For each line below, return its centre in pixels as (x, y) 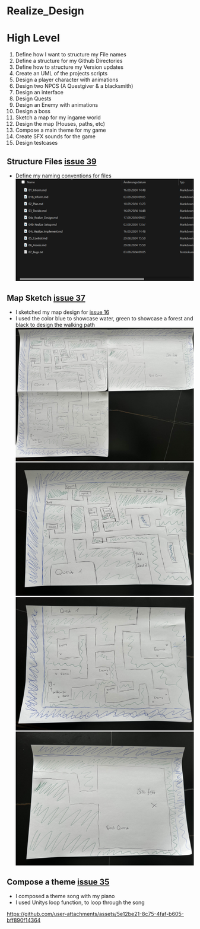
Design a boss (33, 112)
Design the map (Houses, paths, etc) (60, 124)
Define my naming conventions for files (63, 176)
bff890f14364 (24, 920)
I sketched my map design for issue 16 (62, 312)
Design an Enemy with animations (57, 105)
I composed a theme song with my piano (65, 896)
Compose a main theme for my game (61, 130)
